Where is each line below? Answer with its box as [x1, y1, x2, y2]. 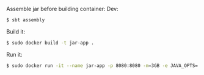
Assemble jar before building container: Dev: [6, 5, 118, 12]
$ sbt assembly [6, 17, 45, 23]
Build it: [6, 27, 26, 35]
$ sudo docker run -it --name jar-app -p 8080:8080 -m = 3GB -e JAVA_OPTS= [6, 62, 199, 69]
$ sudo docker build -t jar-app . [6, 40, 95, 46]
